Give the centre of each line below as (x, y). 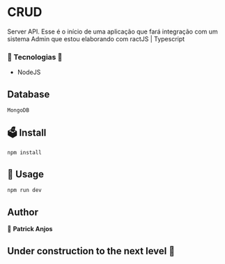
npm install (24, 152)
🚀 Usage (25, 174)
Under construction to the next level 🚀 (91, 251)
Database (29, 94)
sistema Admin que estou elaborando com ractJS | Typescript (96, 38)
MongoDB (18, 110)
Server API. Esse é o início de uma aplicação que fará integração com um (113, 31)
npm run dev (24, 190)
